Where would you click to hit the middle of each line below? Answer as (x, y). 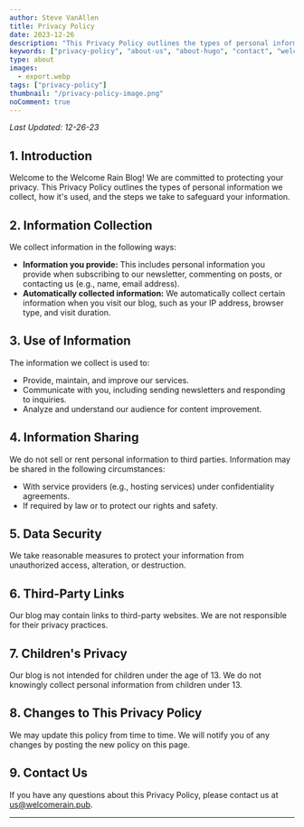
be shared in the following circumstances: (87, 469)
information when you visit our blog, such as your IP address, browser (153, 303)
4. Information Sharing (74, 438)
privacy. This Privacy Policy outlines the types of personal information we (146, 187)
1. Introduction (51, 156)
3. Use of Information (70, 341)
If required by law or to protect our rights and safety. (120, 505)
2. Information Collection (81, 226)
